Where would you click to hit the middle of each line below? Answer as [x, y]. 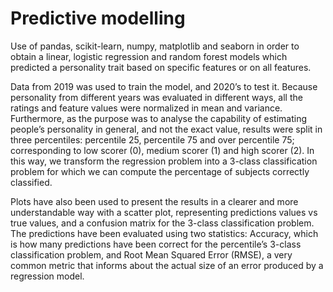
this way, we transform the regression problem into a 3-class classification [164, 161]
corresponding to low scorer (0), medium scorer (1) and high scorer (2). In [162, 150]
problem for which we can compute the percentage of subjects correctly [160, 171]
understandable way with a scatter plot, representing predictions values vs [164, 212]
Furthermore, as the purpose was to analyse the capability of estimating [158, 118]
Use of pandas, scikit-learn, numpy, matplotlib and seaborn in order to [155, 46]
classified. [31, 182]
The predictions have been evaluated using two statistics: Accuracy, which [164, 233]
